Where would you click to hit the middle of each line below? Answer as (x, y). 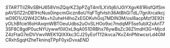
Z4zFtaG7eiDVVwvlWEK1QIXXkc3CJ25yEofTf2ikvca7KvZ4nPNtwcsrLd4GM (85, 34)
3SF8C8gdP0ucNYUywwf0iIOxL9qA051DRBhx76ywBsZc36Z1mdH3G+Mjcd (85, 29)
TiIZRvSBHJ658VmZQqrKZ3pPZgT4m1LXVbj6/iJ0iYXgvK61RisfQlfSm (92, 7)
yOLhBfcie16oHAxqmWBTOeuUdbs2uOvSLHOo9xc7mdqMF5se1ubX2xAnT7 (85, 23)
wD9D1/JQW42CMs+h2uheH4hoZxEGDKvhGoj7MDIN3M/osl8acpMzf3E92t (85, 18)
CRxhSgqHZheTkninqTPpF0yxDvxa (43, 40)
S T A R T (13, 7)
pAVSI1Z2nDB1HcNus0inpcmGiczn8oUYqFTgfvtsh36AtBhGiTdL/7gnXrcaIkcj (85, 13)
